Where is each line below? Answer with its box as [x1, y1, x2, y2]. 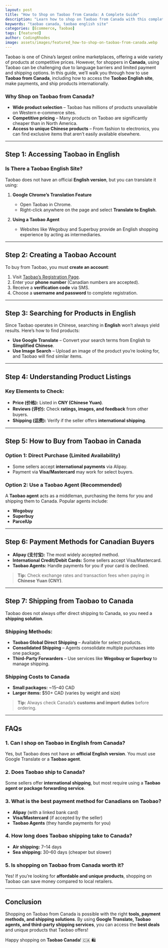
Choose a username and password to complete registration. [12, 289, 138, 296]
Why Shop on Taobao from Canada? [5, 93, 94, 100]
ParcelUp [12, 519, 32, 525]
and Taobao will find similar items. [12, 353, 83, 359]
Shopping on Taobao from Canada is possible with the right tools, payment [5, 911, 161, 917]
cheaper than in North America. [12, 120, 77, 126]
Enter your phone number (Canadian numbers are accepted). [12, 279, 139, 285]
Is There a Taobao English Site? [5, 165, 83, 172]
